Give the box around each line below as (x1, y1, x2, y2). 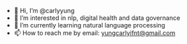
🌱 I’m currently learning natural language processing (13, 21, 166, 29)
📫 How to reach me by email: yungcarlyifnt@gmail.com (13, 29, 176, 37)
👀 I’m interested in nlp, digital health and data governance (13, 14, 181, 22)
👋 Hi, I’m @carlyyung (13, 7, 75, 14)
